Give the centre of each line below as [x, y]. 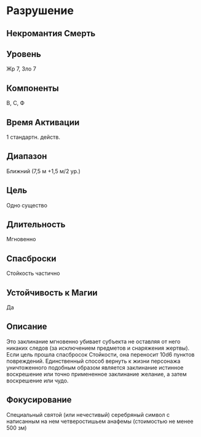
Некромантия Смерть [51, 33]
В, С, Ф [15, 103]
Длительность [36, 225]
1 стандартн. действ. [33, 137]
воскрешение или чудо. [37, 381]
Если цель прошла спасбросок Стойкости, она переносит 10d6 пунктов [100, 354]
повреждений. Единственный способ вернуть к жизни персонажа [93, 361]
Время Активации [43, 122]
